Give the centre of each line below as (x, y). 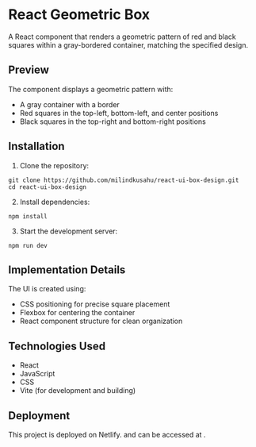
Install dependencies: (55, 202)
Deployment (39, 416)
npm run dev (28, 245)
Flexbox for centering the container (77, 313)
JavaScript (37, 374)
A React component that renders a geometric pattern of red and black (122, 37)
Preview (29, 70)
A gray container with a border (70, 104)
